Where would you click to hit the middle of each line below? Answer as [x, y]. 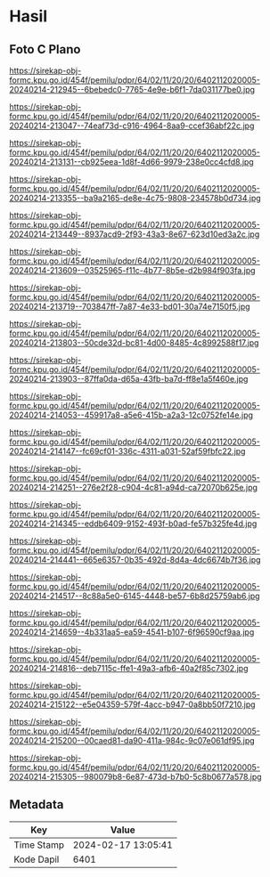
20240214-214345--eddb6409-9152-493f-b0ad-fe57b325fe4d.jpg [133, 524]
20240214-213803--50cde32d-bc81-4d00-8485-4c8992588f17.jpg [134, 343]
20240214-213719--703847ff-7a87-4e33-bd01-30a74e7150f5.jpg [130, 306]
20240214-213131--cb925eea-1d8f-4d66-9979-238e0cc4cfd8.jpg [131, 162]
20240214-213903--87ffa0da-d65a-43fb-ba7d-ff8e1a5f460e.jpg [129, 379]
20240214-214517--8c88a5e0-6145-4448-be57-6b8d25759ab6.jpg [135, 596]
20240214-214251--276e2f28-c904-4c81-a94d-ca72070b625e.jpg [134, 487]
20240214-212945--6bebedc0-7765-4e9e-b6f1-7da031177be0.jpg [132, 89]
